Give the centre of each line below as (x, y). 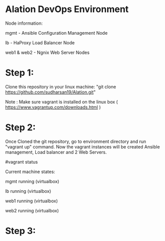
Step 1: (20, 73)
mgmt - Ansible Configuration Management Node (57, 33)
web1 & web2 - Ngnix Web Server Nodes (47, 52)
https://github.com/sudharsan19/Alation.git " (51, 92)
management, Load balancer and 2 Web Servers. (56, 152)
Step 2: (21, 128)
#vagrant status (22, 162)
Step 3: (21, 231)
